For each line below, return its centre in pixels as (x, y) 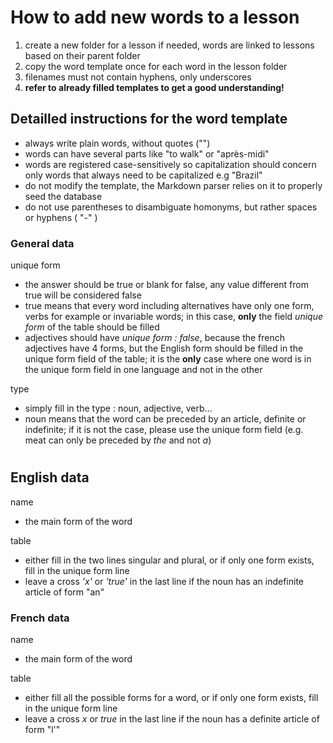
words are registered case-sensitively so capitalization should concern (170, 164)
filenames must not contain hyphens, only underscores (138, 77)
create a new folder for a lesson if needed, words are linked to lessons (169, 45)
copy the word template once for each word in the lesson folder (156, 66)
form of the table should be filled (92, 327)
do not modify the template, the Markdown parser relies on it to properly (173, 185)
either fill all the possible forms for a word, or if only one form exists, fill (171, 697)
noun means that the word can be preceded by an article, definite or (165, 419)
